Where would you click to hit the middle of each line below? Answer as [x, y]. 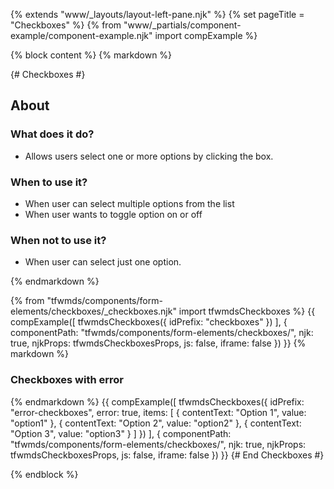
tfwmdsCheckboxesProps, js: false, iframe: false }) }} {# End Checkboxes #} [167, 455]
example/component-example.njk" [81, 35]
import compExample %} [206, 35]
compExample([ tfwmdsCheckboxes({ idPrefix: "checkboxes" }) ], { [149, 322]
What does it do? [52, 134]
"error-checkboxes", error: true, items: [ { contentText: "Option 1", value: [158, 412]
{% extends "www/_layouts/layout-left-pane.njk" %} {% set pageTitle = [157, 14]
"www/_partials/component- [182, 25]
